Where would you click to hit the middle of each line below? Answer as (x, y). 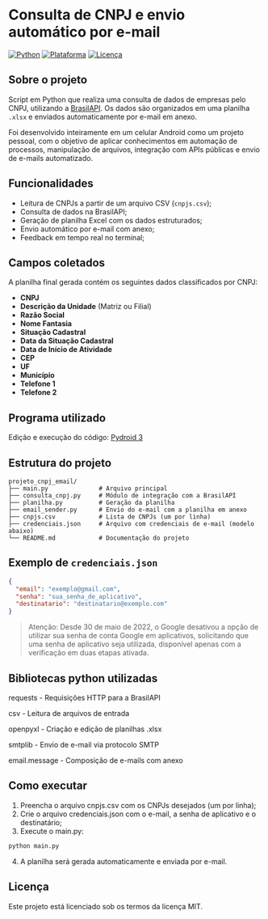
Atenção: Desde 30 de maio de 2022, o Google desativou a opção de (143, 627)
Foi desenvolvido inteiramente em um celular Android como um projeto (126, 132)
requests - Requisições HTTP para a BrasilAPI (85, 698)
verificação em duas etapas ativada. (88, 653)
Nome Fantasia (46, 324)
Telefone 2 (38, 392)
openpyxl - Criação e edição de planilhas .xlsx (85, 729)
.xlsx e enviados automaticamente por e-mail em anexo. (103, 116)
